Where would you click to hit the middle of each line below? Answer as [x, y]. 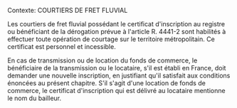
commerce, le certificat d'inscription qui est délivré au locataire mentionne [116, 91]
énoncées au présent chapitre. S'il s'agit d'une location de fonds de [107, 83]
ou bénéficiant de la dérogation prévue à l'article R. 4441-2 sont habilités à [117, 32]
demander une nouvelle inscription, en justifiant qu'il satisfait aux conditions [119, 75]
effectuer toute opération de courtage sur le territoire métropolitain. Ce [111, 39]
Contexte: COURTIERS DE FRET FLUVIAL [68, 10]
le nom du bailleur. [35, 98]
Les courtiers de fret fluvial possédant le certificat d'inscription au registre [116, 24]
